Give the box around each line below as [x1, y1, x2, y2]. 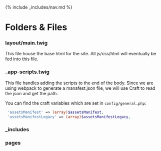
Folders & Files [5, 22, 67, 33]
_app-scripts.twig [5, 68, 50, 75]
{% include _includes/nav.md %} [5, 4, 72, 10]
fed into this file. [5, 56, 38, 62]
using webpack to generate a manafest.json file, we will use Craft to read [5, 85, 155, 91]
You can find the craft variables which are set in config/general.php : [5, 100, 146, 106]
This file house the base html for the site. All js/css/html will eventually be [5, 51, 156, 57]
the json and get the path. [5, 90, 58, 96]
